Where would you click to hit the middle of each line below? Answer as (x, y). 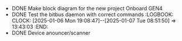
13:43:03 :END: (30, 27)
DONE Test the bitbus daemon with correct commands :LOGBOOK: (92, 14)
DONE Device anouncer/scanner (51, 33)
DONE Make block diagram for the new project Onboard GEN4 (87, 8)
